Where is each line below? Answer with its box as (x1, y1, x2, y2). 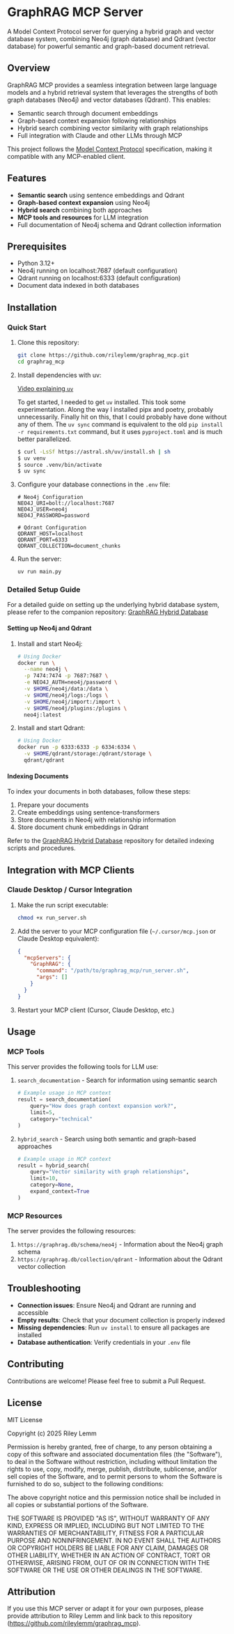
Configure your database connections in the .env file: (17, 480, 171, 488)
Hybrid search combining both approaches (17, 206, 143, 214)
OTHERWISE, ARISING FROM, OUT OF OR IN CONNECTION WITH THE (7, 1558, 210, 1566)
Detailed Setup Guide (7, 585, 81, 594)
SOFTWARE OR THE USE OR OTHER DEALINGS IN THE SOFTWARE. (7, 1566, 203, 1574)
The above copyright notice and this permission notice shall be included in (7, 1493, 221, 1502)
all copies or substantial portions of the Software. (7, 1500, 148, 1509)
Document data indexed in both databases (17, 282, 139, 290)
